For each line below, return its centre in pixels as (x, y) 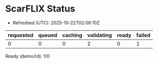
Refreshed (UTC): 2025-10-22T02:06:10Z (56, 23)
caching (72, 35)
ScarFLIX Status (40, 9)
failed (143, 35)
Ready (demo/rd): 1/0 (28, 56)
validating (100, 35)
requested (21, 35)
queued (48, 35)
